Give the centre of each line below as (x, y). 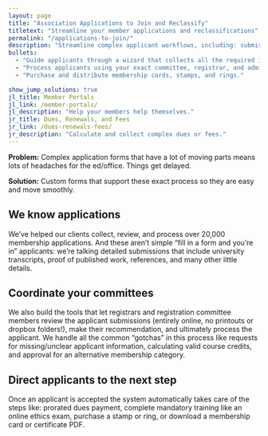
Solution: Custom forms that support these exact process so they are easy (131, 181)
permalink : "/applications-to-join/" (71, 38)
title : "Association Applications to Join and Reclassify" (108, 23)
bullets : (23, 53)
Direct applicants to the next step (93, 380)
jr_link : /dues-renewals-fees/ (60, 127)
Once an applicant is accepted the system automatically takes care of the (129, 399)
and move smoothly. (41, 190)
